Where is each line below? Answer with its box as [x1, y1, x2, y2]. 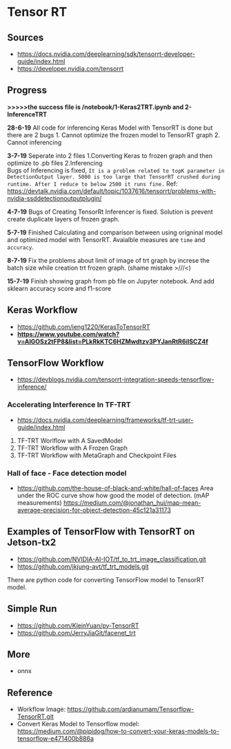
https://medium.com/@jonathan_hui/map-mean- [63, 499, 201, 507]
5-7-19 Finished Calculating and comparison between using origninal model [7, 228, 223, 237]
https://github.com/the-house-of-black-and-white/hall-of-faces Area [17, 484, 214, 492]
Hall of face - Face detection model [7, 468, 127, 478]
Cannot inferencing [7, 138, 62, 146]
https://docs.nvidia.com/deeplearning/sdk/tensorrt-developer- [17, 50, 195, 58]
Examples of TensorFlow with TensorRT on [7, 526, 195, 538]
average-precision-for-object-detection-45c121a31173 [17, 506, 171, 515]
